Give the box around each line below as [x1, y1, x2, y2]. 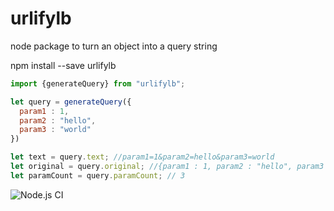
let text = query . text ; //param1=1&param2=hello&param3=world [10, 152, 275, 162]
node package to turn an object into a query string [10, 40, 218, 52]
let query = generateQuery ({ [10, 97, 132, 107]
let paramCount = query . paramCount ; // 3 [10, 170, 186, 181]
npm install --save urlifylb [10, 59, 117, 71]
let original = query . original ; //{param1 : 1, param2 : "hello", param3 [10, 162, 325, 172]
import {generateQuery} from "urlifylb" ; [10, 78, 186, 89]
